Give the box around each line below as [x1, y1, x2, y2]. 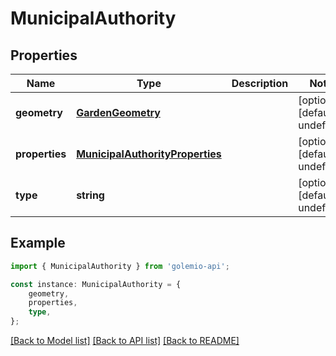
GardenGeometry [76, 106, 161, 119]
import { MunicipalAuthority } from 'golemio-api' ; [10, 261, 230, 271]
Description [231, 77, 289, 90]
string [76, 188, 105, 202]
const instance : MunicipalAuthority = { [10, 279, 182, 289]
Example [10, 235, 66, 252]
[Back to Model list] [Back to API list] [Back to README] [10, 335, 240, 347]
